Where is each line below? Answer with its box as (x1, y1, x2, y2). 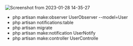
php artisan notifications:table (12, 20, 73, 25)
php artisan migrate (12, 25, 53, 31)
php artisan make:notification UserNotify (12, 30, 96, 36)
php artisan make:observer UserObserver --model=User (12, 14, 128, 20)
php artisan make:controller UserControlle (12, 35, 98, 41)
